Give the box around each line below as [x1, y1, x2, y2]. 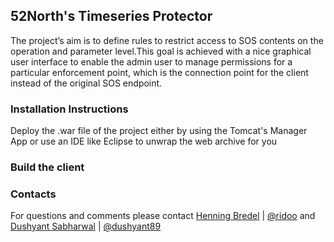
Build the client [10, 160, 85, 174]
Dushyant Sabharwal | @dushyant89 [10, 220, 162, 233]
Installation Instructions [10, 102, 129, 116]
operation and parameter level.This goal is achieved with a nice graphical [10, 45, 312, 57]
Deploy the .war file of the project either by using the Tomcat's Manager [10, 125, 308, 137]
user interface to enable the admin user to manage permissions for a [10, 55, 293, 68]
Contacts [10, 187, 57, 201]
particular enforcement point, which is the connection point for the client [10, 66, 309, 78]
